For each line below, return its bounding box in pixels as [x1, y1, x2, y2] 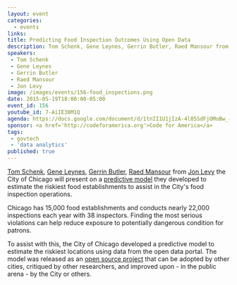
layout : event [7, 10, 49, 18]
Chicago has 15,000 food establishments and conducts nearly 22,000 [7, 204, 209, 212]
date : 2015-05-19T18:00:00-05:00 [7, 96, 106, 103]
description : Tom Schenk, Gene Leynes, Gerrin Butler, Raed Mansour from [7, 43, 229, 50]
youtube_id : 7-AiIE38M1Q [7, 109, 80, 116]
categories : [7, 17, 42, 24]
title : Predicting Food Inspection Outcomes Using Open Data [7, 37, 191, 44]
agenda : [7, 115, 30, 122]
